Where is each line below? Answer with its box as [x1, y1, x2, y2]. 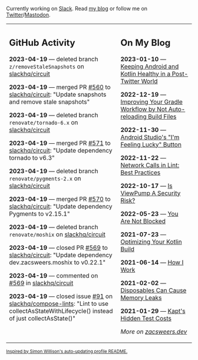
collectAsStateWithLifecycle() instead [9, 306, 113, 315]
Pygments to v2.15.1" [9, 209, 70, 217]
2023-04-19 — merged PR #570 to [9, 194, 111, 203]
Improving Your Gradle [120, 97, 183, 105]
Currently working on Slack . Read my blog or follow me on [6, 5, 148, 12]
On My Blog [120, 37, 171, 48]
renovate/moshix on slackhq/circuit [9, 230, 106, 238]
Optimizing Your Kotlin [120, 237, 182, 246]
